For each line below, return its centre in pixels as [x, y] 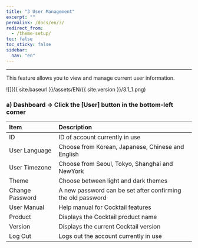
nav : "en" [23, 56]
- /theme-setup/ [31, 34]
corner [16, 112]
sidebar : [17, 50]
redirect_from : [25, 28]
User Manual [27, 207]
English [69, 154]
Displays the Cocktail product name [108, 217]
